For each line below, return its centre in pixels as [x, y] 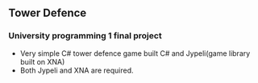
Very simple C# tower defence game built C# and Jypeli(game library [135, 53]
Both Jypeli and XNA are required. [77, 70]
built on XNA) [42, 61]
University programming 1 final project [85, 36]
